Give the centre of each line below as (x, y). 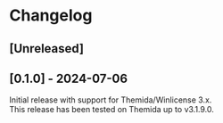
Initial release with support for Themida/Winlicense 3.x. (111, 100)
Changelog (51, 16)
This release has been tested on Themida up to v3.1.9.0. (111, 110)
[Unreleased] (47, 49)
